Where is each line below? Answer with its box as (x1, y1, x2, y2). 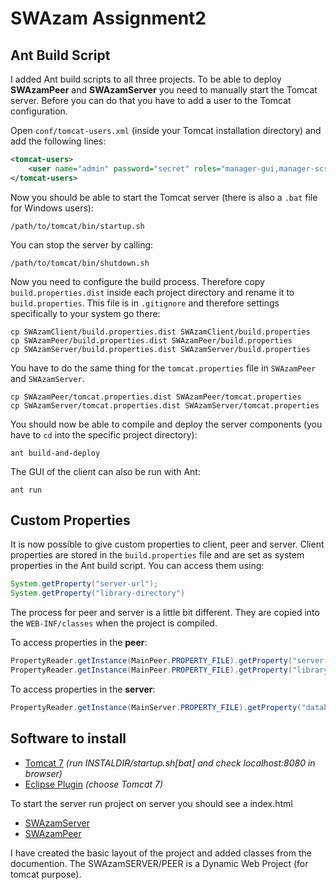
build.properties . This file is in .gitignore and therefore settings (10, 297, 280, 309)
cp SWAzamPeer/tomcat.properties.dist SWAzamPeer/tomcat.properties (10, 392, 302, 402)
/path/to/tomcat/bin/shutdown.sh (10, 258, 150, 268)
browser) (24, 767, 63, 779)
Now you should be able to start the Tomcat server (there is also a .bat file (10, 191, 318, 203)
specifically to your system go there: (10, 307, 161, 319)
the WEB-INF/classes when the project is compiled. (10, 617, 218, 629)
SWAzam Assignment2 (10, 7, 207, 30)
